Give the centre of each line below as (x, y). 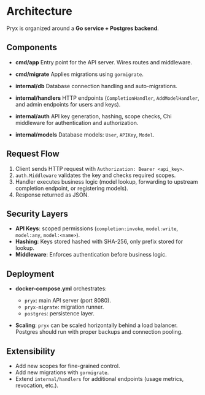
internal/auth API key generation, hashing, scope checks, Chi (93, 116)
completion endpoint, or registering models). (72, 188)
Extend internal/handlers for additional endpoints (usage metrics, (99, 379)
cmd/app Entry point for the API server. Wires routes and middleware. (103, 62)
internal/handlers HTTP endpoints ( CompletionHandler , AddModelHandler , (107, 98)
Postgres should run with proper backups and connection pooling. (99, 332)
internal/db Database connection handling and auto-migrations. (96, 86)
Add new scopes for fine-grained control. (68, 366)
